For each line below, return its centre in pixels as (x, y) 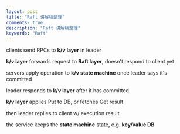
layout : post (22, 11)
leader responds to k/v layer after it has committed (67, 91)
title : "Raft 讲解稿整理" (35, 17)
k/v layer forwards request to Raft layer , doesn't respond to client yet (90, 62)
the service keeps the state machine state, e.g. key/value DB (80, 125)
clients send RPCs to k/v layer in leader (54, 50)
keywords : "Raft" (27, 33)
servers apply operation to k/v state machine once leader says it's (87, 73)
